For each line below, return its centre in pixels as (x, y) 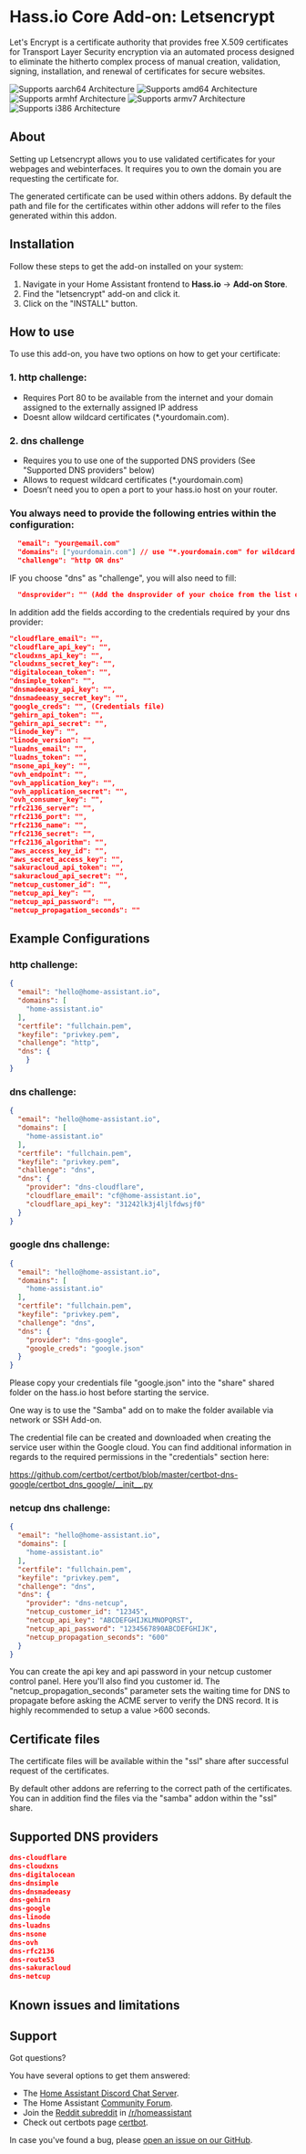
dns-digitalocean (42, 1875)
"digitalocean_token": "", (61, 673)
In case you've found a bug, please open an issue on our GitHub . (131, 2140)
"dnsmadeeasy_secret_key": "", (69, 698)
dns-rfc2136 (32, 1951)
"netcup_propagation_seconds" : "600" (97, 1637)
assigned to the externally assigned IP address (110, 407)
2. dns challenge (47, 440)
